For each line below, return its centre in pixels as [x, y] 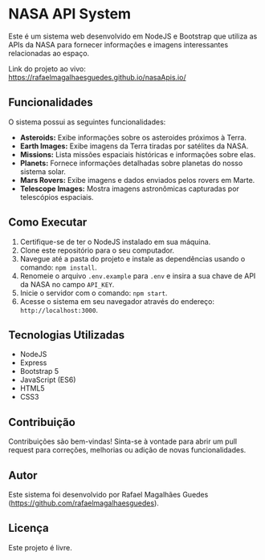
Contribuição [42, 422]
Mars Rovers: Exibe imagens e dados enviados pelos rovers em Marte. [137, 180]
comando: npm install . [59, 267]
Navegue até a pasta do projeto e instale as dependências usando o [132, 258]
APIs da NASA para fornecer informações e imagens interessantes [118, 44]
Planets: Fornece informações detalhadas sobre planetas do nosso [131, 163]
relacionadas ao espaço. [49, 53]
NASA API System [69, 14]
